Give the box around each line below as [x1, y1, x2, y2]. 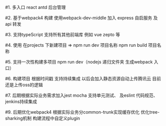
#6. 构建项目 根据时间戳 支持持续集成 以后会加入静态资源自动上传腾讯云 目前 [5, 76, 161, 81]
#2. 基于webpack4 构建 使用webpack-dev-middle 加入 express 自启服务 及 [5, 15, 158, 21]
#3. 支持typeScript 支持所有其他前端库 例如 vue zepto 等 [5, 32, 120, 37]
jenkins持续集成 [5, 99, 37, 104]
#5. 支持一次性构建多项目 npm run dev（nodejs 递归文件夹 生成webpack [5, 59, 153, 64]
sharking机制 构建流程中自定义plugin [5, 116, 80, 121]
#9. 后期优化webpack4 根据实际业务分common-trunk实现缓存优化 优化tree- [5, 109, 160, 115]
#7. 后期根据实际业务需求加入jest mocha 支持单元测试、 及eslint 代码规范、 [5, 92, 158, 98]
